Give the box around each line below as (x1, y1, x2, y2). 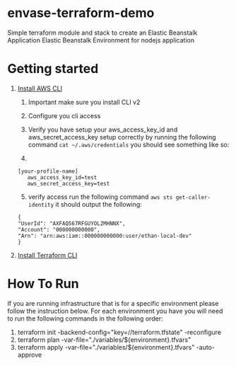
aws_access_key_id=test (27, 173, 98, 181)
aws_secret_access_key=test (27, 180, 110, 187)
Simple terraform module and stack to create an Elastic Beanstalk (7, 28, 198, 37)
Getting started (7, 61, 99, 77)
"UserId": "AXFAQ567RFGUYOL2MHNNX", (17, 219, 126, 227)
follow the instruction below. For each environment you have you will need (7, 307, 223, 315)
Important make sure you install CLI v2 (28, 98, 141, 106)
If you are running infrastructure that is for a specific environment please (7, 299, 219, 307)
